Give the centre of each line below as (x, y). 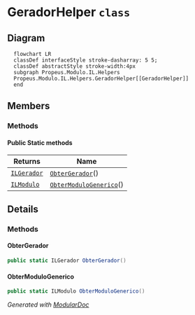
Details (23, 209)
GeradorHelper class (69, 12)
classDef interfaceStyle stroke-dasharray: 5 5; (86, 60)
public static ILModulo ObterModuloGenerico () (76, 291)
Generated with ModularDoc (48, 304)
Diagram (26, 38)
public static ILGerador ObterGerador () (67, 261)
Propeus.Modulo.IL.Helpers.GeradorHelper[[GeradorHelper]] (101, 78)
